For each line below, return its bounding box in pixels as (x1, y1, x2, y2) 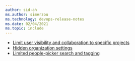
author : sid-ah (5, 7, 37, 12)
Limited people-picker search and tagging (12, 50, 100, 56)
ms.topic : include (5, 26, 44, 31)
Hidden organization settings (12, 45, 73, 51)
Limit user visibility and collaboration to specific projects (12, 39, 130, 45)
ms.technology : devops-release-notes (5, 16, 85, 21)
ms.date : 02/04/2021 (5, 21, 49, 26)
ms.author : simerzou (5, 12, 49, 17)
